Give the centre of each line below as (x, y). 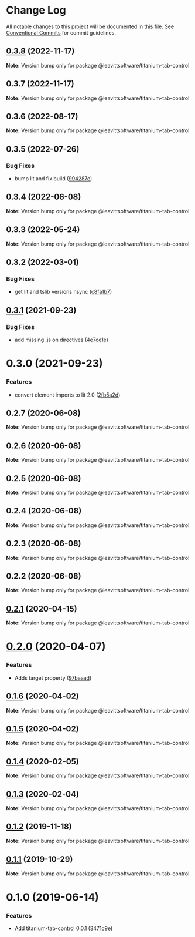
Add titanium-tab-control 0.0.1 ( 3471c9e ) (64, 928)
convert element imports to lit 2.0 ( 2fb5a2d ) (67, 395)
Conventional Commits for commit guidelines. (61, 32)
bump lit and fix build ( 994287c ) (53, 179)
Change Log (36, 10)
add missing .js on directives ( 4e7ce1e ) (61, 340)
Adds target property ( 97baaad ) (53, 678)
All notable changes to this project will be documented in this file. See (90, 26)
